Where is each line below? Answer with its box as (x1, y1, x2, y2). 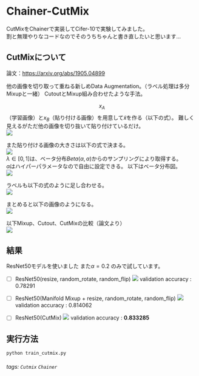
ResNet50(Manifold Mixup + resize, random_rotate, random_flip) (15, 295, 176, 302)
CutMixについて (6, 52, 67, 63)
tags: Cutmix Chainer (6, 363, 58, 370)
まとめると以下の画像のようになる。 (6, 200, 97, 208)
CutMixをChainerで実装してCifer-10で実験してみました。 (6, 25, 149, 32)
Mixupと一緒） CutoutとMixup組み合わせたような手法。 (6, 90, 146, 97)
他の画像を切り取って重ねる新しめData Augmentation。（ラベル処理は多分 (6, 82, 190, 89)
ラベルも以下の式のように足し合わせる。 (6, 182, 107, 189)
